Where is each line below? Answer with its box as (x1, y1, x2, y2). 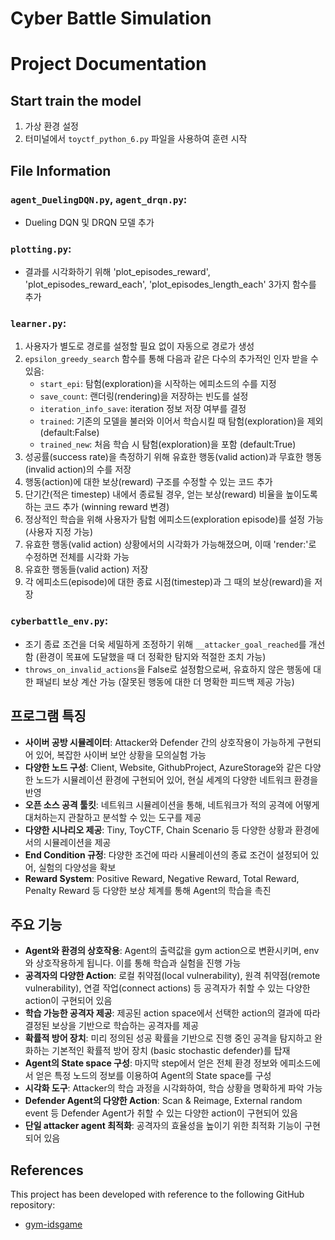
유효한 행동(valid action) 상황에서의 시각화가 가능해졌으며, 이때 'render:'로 (24, 538, 317, 551)
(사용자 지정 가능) (24, 526, 94, 538)
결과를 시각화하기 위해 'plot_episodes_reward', (24, 266, 211, 278)
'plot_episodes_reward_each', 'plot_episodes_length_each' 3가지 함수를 (24, 278, 317, 291)
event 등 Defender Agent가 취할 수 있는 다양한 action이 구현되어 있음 (24, 1107, 298, 1119)
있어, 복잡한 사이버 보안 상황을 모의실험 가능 (35, 748, 207, 761)
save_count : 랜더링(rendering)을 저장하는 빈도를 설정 (39, 390, 249, 402)
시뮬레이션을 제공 (43, 836, 112, 848)
